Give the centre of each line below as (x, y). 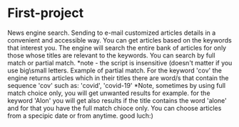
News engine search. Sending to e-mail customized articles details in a (112, 33)
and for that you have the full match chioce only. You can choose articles (115, 108)
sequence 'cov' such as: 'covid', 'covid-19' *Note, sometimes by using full (117, 85)
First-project (46, 13)
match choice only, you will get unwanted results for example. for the (109, 93)
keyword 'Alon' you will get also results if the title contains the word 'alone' (117, 100)
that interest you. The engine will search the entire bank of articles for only (117, 48)
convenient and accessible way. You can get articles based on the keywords (119, 40)
